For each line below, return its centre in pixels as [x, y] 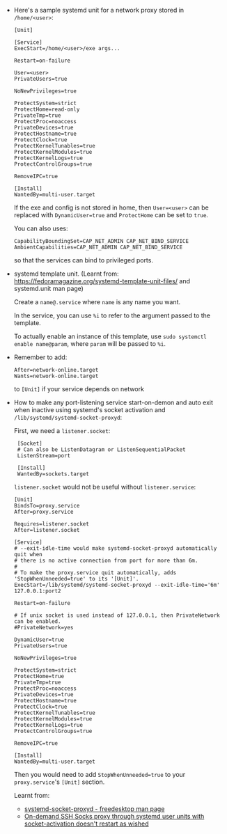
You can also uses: [41, 228]
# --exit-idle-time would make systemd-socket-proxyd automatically [115, 549]
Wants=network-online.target [56, 376]
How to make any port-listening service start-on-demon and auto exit [113, 402]
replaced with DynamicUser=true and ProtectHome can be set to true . [111, 215]
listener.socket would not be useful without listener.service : [105, 487]
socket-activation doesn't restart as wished [86, 824]
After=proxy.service [44, 512]
